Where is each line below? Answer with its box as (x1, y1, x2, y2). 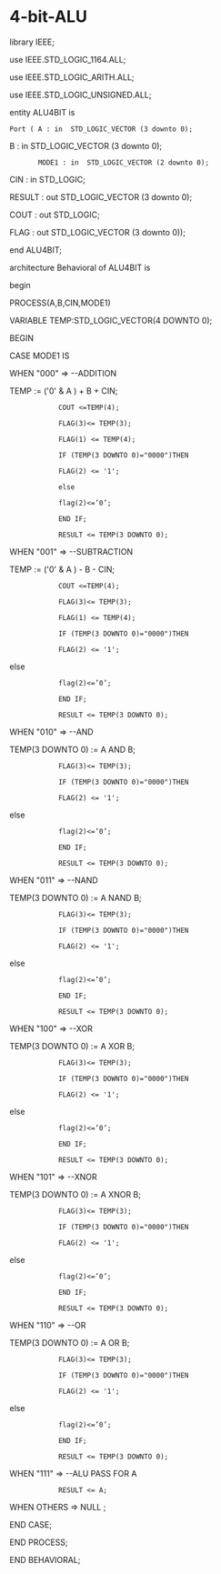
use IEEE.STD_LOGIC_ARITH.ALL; (9, 71, 135, 83)
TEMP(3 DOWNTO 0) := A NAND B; (9, 892, 143, 903)
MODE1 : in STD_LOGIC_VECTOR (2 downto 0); (37, 157, 209, 167)
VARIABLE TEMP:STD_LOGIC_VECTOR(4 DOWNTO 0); (9, 315, 213, 326)
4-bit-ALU (9, 6, 88, 27)
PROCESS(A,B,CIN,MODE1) (9, 297, 111, 308)
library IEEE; (9, 36, 55, 47)
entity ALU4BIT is (9, 106, 75, 117)
